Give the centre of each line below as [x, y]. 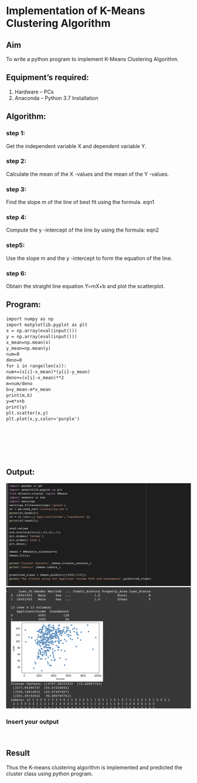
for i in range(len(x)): [36, 366]
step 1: [16, 133]
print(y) [17, 407]
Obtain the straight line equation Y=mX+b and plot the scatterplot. [86, 286]
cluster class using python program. [50, 774]
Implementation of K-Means [76, 11]
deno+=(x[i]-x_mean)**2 [35, 377]
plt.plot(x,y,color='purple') [43, 419]
